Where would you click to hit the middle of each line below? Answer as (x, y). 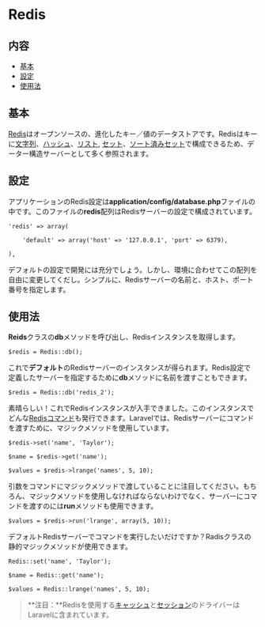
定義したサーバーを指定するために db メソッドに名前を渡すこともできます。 (130, 378)
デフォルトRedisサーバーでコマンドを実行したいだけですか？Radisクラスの (130, 537)
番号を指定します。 (39, 289)
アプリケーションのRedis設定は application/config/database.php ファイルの (132, 201)
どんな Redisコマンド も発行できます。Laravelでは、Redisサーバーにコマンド (131, 418)
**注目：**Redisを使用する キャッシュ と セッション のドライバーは (133, 605)
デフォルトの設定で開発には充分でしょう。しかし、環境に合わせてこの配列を (133, 270)
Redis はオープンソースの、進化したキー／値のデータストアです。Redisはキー (133, 134)
